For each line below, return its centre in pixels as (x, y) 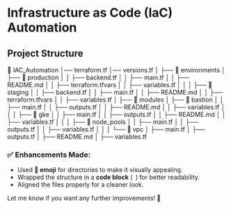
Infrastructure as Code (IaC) (90, 13)
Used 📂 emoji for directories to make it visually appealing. (100, 170)
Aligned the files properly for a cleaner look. (80, 185)
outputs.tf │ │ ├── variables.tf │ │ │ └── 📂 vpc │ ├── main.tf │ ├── (106, 129)
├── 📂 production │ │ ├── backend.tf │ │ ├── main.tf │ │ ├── (98, 77)
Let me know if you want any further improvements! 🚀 (84, 198)
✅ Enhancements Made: (49, 155)
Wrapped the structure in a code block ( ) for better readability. (109, 177)
